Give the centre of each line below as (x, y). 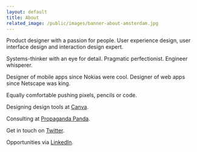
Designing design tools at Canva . (48, 107)
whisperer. (19, 65)
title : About (23, 18)
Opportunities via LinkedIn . (40, 142)
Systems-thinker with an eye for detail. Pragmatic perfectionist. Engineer (97, 59)
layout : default (27, 12)
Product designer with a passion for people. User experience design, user (98, 41)
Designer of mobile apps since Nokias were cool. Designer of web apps (96, 77)
